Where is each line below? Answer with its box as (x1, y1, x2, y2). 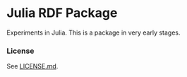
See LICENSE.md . (6, 62, 59, 71)
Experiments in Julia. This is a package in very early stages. (6, 28, 181, 37)
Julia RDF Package (6, 5, 118, 21)
